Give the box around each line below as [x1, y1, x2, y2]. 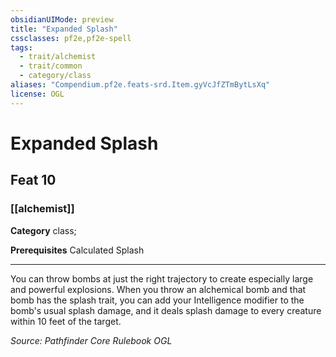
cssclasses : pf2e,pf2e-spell [10, 33, 132, 43]
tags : [10, 42, 33, 53]
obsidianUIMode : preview [10, 14, 114, 25]
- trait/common [19, 61, 83, 71]
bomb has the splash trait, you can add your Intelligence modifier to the [10, 294, 305, 306]
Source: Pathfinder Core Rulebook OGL [10, 334, 173, 346]
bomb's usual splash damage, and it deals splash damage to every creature [10, 304, 322, 316]
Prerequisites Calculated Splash [10, 244, 145, 256]
